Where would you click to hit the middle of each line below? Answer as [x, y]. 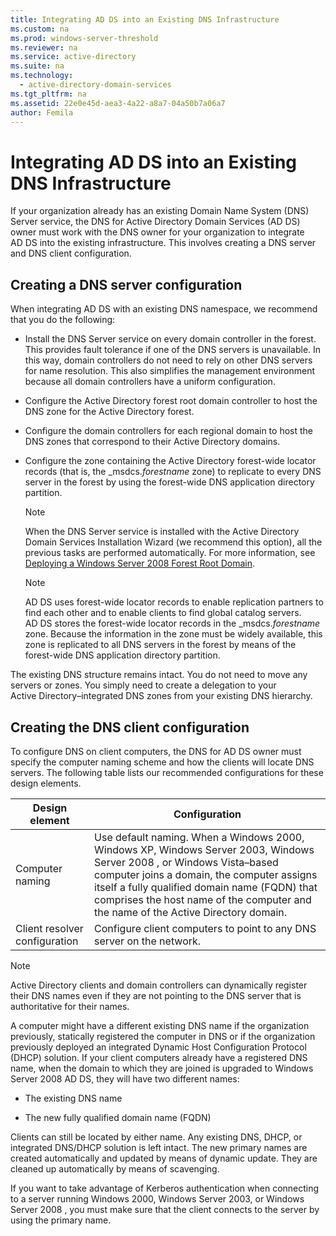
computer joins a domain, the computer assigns [206, 874]
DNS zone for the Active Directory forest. [109, 412]
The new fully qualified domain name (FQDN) [118, 1117]
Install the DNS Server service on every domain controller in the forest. [170, 339]
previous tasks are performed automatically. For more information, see [170, 553]
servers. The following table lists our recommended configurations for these [167, 772]
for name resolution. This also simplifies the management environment [170, 371]
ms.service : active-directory [73, 57]
